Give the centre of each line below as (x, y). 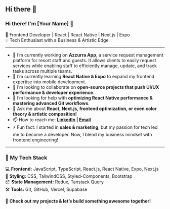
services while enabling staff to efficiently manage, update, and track (84, 66)
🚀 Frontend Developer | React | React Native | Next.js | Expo (68, 35)
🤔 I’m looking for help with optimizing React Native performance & (82, 98)
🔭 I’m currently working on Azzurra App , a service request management (88, 55)
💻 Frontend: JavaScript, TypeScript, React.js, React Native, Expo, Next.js (82, 169)
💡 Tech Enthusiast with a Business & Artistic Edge (57, 40)
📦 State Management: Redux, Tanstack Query (54, 182)
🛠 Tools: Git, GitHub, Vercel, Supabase (46, 189)
